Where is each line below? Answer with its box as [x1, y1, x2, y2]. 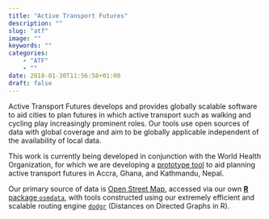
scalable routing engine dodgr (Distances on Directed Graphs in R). [8, 200, 230, 210]
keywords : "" [8, 42, 53, 50]
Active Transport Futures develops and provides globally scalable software [8, 101, 258, 111]
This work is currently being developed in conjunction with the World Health [8, 151, 261, 161]
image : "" [8, 34, 42, 43]
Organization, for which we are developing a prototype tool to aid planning [8, 159, 256, 169]
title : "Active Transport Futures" [8, 11, 128, 20]
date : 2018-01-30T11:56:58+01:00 [8, 72, 121, 80]
